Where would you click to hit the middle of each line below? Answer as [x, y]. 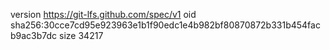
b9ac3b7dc [34, 35]
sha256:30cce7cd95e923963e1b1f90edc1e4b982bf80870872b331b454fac [165, 25]
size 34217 [81, 35]
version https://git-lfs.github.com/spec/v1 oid [103, 14]
